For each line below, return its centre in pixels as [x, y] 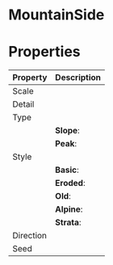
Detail [23, 104]
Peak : [66, 144]
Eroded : [71, 183]
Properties [44, 52]
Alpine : [69, 209]
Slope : [68, 131]
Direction [29, 236]
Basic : [67, 170]
